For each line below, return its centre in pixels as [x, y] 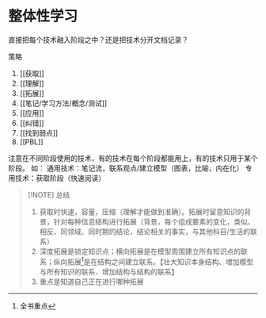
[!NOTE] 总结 [49, 194]
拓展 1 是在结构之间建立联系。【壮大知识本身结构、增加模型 [160, 261]
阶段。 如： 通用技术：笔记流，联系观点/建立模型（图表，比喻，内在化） [126, 168]
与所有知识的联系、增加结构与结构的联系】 [109, 271]
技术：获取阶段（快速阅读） [60, 178]
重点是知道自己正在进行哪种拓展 [91, 282]
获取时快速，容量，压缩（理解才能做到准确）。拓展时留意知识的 [142, 212]
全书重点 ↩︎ [38, 305]
